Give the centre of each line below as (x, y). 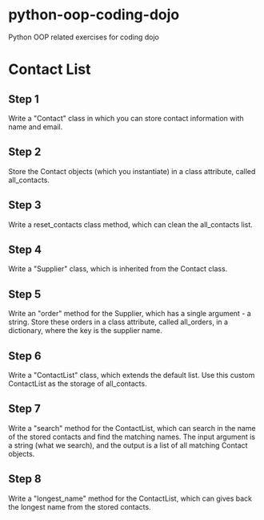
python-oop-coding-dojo (94, 15)
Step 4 (25, 249)
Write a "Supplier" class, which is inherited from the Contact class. (118, 269)
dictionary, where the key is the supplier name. (85, 331)
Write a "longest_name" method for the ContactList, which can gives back (130, 498)
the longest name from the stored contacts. (80, 506)
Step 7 (25, 409)
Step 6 (25, 356)
